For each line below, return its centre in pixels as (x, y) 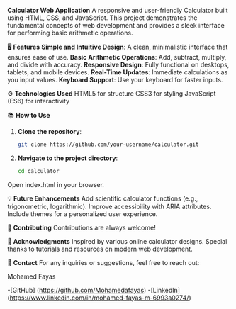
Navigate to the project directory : (68, 158)
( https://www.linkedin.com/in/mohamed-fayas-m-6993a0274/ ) (99, 298)
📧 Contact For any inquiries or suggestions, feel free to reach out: (103, 262)
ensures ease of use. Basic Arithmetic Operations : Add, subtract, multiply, (117, 57)
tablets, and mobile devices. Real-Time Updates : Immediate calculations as (118, 72)
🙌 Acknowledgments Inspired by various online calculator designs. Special (117, 241)
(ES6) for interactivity (38, 101)
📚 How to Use (29, 115)
